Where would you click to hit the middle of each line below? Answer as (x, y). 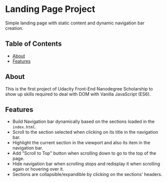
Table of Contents (34, 44)
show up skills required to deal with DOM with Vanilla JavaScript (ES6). (78, 94)
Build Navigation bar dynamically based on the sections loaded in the (83, 122)
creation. (14, 28)
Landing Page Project (50, 9)
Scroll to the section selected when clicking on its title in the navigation (85, 132)
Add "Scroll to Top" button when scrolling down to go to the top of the (84, 153)
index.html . (24, 127)
